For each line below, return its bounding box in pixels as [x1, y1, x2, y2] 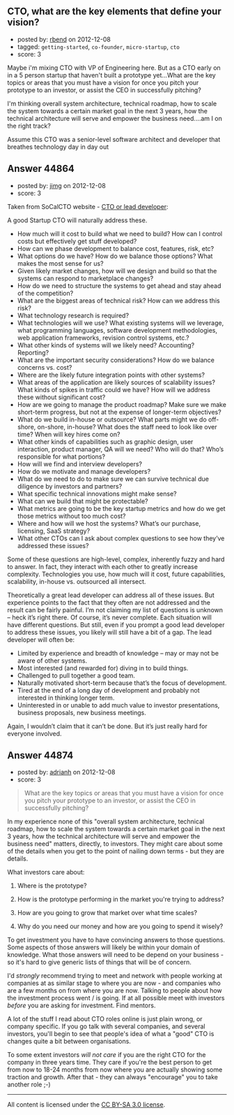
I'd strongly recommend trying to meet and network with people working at [7, 972, 223, 980]
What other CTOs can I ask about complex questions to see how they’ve [17, 534, 225, 542]
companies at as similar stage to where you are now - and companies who [7, 979, 221, 988]
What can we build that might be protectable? [17, 496, 148, 505]
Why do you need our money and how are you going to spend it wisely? [17, 922, 224, 930]
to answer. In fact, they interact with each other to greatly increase [7, 562, 198, 570]
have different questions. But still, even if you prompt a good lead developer [7, 620, 225, 628]
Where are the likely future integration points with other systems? [17, 371, 205, 379]
